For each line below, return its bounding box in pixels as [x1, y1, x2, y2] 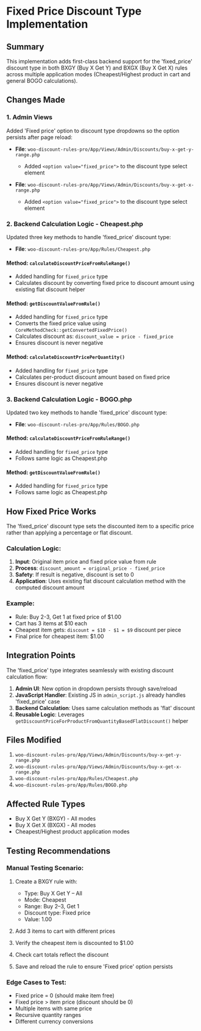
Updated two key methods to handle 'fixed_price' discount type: [6, 409, 167, 416]
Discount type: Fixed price [24, 909, 91, 916]
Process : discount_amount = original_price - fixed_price [15, 564, 166, 572]
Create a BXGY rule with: [15, 877, 78, 885]
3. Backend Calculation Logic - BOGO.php [6, 395, 132, 403]
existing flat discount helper [15, 286, 85, 293]
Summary [6, 41, 44, 52]
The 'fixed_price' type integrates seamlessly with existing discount [6, 666, 174, 674]
